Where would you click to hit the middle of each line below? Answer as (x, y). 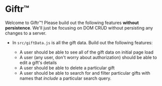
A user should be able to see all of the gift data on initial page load (86, 52)
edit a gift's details (38, 62)
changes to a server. (26, 33)
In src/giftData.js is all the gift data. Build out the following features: (82, 42)
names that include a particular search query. (65, 78)
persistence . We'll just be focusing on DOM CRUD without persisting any (79, 28)
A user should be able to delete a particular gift (67, 68)
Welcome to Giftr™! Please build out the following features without (72, 23)
